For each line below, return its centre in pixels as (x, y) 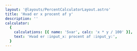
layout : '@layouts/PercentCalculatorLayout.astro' (58, 9)
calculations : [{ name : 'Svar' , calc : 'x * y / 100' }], (73, 32)
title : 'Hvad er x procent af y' (39, 14)
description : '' (22, 18)
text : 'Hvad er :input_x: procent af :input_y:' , (66, 37)
